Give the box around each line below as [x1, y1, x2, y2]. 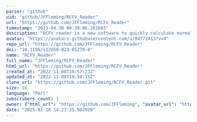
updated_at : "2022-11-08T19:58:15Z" [6, 74, 96, 80]
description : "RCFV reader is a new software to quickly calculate [6, 30, 175, 36]
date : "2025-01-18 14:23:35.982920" [6, 107, 96, 113]
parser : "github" [6, 8, 49, 15]
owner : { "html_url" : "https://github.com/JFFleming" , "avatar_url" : [6, 101, 177, 107]
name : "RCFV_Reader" [6, 52, 57, 58]
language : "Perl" [6, 90, 49, 96]
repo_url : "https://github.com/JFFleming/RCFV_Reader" [6, 42, 143, 48]
